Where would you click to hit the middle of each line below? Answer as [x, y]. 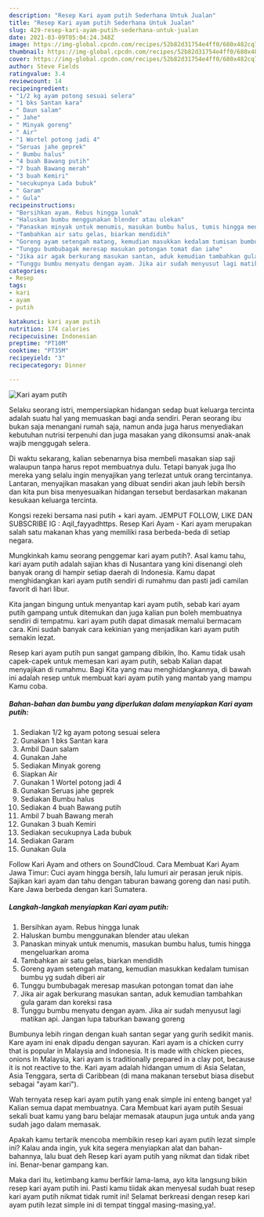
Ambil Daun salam [49, 749]
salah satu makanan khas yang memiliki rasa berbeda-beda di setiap [119, 532]
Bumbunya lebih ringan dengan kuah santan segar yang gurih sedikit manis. [131, 1034]
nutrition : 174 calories [49, 329]
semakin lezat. [32, 638]
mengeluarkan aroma [54, 952]
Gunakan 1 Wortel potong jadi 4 [71, 782]
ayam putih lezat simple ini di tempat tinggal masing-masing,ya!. [112, 1204]
